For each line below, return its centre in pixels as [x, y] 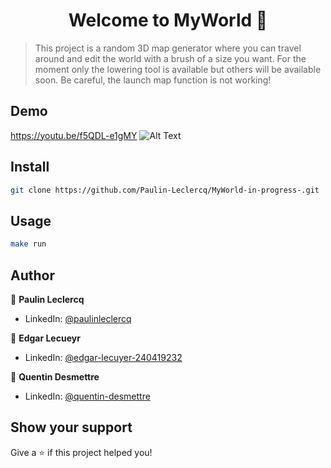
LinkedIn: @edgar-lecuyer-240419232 [103, 357]
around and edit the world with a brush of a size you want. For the [170, 58]
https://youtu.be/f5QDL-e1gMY [74, 135]
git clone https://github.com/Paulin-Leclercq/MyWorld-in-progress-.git [165, 190]
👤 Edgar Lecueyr [45, 338]
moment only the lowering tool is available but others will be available [178, 69]
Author [32, 275]
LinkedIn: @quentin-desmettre [87, 396]
